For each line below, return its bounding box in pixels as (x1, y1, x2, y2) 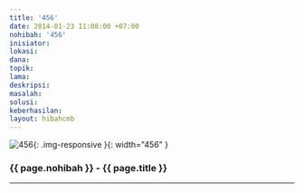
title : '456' (9, 13, 59, 23)
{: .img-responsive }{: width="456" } (33, 140, 169, 150)
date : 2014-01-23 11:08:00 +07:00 (9, 22, 140, 31)
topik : (9, 64, 34, 73)
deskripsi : (9, 81, 51, 90)
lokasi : (9, 47, 39, 56)
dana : (9, 55, 30, 64)
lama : (9, 72, 30, 82)
